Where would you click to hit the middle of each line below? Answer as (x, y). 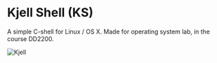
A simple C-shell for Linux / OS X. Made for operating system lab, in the (108, 32)
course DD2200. (31, 38)
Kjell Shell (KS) (50, 13)
